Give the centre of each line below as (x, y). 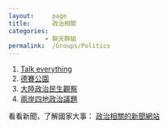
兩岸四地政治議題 (49, 99)
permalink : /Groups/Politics (60, 46)
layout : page (38, 16)
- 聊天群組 (60, 38)
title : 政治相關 (43, 23)
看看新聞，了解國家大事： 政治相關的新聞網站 (84, 116)
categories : (28, 31)
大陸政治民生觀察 (49, 89)
